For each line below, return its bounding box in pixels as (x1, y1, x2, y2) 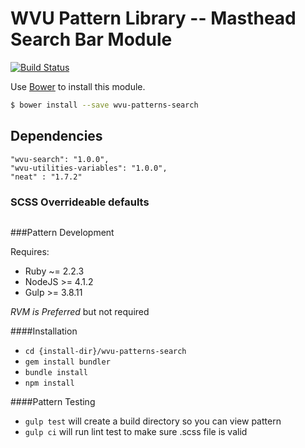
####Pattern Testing (10, 395, 96, 407)
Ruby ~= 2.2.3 (24, 265, 85, 277)
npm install (24, 378, 75, 388)
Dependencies (10, 128, 103, 145)
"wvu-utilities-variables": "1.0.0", (10, 163, 168, 173)
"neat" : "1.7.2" (10, 172, 83, 182)
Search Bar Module (10, 28, 173, 51)
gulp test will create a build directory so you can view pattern (24, 415, 282, 427)
